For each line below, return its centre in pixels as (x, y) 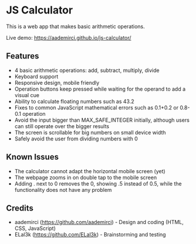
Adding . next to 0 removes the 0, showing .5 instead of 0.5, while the (98, 183)
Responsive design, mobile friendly (57, 83)
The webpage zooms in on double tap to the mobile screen (85, 177)
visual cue (27, 95)
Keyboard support (36, 76)
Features (23, 56)
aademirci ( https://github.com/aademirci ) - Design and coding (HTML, (99, 222)
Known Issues (32, 157)
